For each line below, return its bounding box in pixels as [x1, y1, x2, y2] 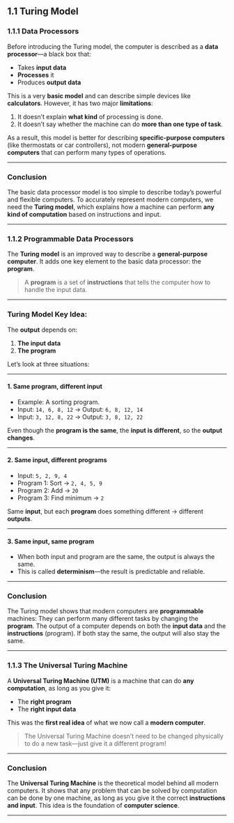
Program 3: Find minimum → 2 [17, 493, 104, 502]
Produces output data [17, 78, 81, 86]
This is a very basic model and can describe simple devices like [7, 91, 192, 100]
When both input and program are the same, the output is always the [17, 553, 215, 561]
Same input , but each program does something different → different [7, 507, 204, 515]
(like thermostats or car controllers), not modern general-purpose [7, 141, 197, 149]
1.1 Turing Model [7, 6, 79, 17]
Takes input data [17, 63, 67, 72]
